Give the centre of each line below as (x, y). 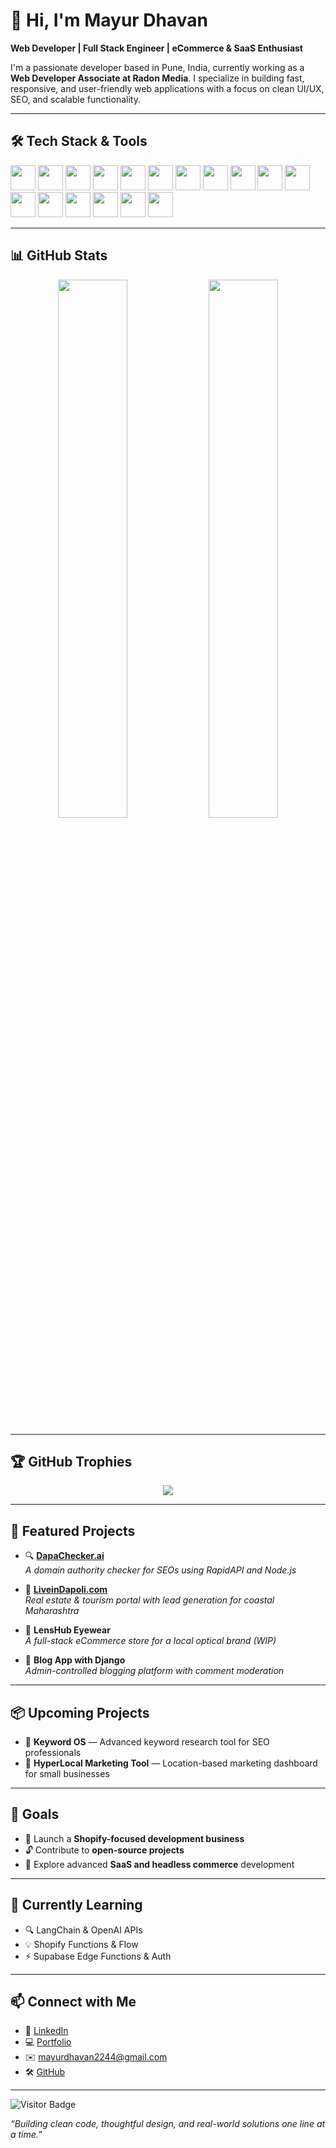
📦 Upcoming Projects (80, 1712)
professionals (53, 1752)
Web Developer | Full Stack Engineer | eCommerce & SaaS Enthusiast (156, 48)
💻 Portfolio (48, 2042)
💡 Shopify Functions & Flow (81, 1944)
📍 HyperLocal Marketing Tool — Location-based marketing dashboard (171, 1763)
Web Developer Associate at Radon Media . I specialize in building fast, (157, 78)
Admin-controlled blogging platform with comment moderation (154, 1671)
